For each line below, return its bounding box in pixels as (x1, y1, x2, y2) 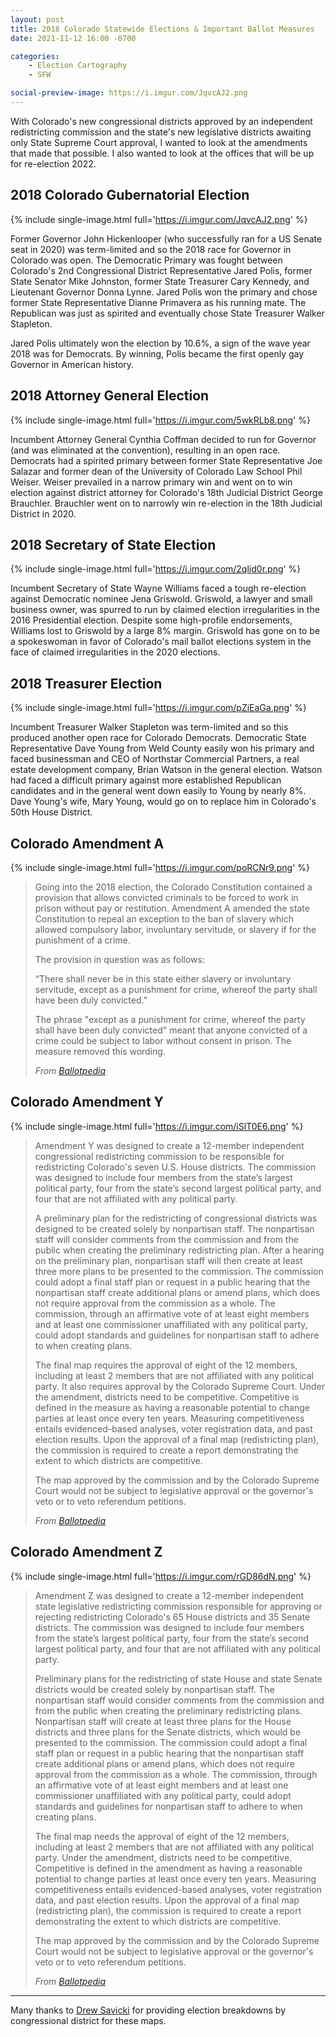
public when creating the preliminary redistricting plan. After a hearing (34, 1244, 325, 1256)
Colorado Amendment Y (10, 1094, 164, 1111)
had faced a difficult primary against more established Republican (10, 774, 282, 786)
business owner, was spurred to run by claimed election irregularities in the (10, 604, 320, 616)
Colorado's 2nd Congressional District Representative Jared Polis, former (10, 264, 313, 276)
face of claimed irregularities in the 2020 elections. (10, 646, 221, 658)
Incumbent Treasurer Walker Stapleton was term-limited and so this (10, 721, 289, 733)
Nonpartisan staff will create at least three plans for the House (34, 1715, 292, 1727)
